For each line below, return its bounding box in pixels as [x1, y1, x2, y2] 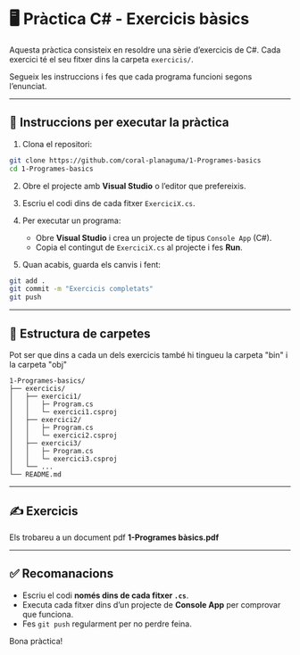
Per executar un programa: [21, 215, 121, 226]
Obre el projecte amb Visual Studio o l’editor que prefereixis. [21, 180, 247, 191]
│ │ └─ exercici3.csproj [9, 454, 118, 463]
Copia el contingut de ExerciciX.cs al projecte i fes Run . [35, 242, 243, 253]
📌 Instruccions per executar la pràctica [9, 115, 229, 130]
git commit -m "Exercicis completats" [9, 285, 154, 294]
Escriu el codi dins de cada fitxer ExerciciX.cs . [21, 197, 196, 208]
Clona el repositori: [21, 138, 92, 149]
